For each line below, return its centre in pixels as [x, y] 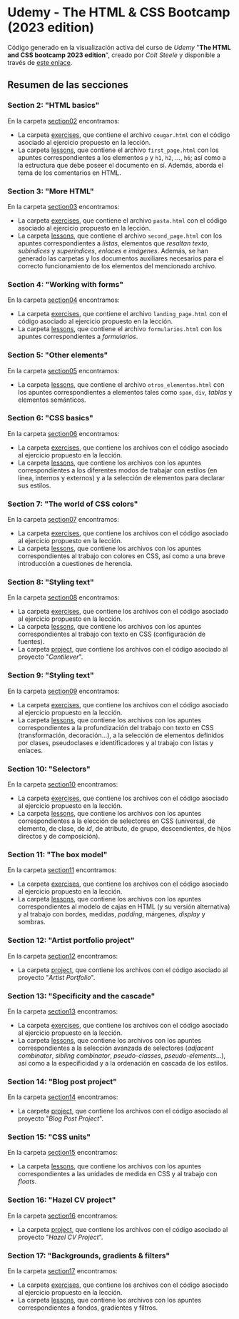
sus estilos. [34, 485]
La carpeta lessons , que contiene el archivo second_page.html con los [120, 236]
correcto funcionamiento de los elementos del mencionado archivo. [117, 266]
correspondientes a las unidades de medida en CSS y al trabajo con [117, 1174]
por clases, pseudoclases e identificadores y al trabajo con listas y [116, 742]
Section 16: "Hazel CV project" [62, 1200]
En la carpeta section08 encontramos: [63, 597]
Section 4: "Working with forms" [65, 284]
